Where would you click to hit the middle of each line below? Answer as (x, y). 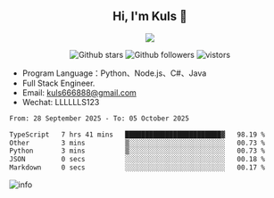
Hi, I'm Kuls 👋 (150, 16)
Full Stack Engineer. (58, 83)
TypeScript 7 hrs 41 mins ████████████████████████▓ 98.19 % (137, 135)
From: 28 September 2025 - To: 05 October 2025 (100, 118)
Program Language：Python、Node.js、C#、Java (114, 73)
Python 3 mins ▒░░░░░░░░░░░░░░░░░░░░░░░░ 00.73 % (137, 151)
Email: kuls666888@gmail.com (79, 92)
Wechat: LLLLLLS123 (61, 102)
